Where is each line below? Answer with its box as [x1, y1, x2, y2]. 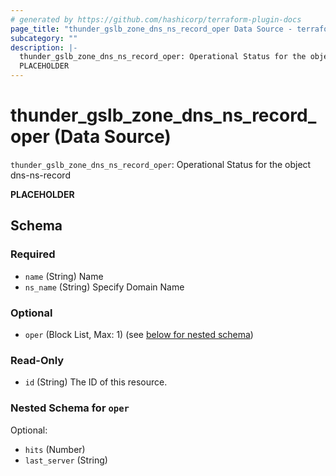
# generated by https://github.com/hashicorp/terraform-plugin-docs [10, 14, 302, 25]
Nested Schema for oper [10, 401, 130, 415]
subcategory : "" [10, 33, 78, 43]
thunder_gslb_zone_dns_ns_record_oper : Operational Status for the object [10, 158, 312, 170]
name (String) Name [24, 270, 104, 282]
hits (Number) [24, 443, 86, 455]
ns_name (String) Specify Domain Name [24, 281, 185, 293]
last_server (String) [24, 454, 108, 466]
